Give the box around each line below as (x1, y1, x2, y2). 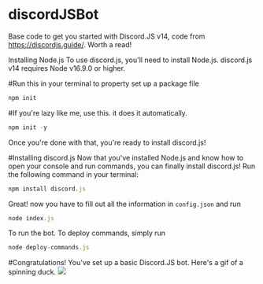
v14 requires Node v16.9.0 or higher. (8, 63, 126, 72)
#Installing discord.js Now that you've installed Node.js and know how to (8, 153, 244, 162)
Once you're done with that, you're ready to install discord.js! (8, 138, 206, 147)
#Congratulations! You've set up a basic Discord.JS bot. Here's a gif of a (8, 258, 244, 267)
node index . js (8, 214, 55, 222)
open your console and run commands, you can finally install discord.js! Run (8, 161, 256, 171)
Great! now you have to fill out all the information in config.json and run (8, 199, 242, 208)
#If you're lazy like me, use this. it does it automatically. (8, 108, 187, 117)
